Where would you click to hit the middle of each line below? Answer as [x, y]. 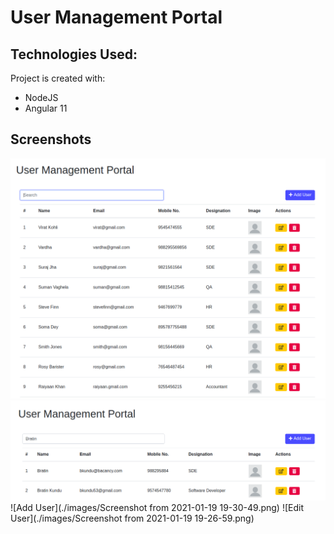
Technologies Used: [74, 54]
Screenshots [51, 139]
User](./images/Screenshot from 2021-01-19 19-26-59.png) [132, 518]
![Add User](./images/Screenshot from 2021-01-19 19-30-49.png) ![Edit [157, 507]
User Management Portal [116, 17]
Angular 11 [46, 108]
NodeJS [41, 97]
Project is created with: [58, 78]
